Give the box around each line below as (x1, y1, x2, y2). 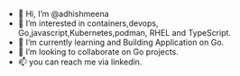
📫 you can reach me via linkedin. (17, 56, 143, 67)
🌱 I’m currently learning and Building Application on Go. (17, 37, 225, 47)
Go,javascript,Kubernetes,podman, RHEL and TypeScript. (17, 28, 232, 38)
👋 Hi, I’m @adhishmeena (17, 9, 110, 19)
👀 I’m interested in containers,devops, (17, 18, 159, 29)
